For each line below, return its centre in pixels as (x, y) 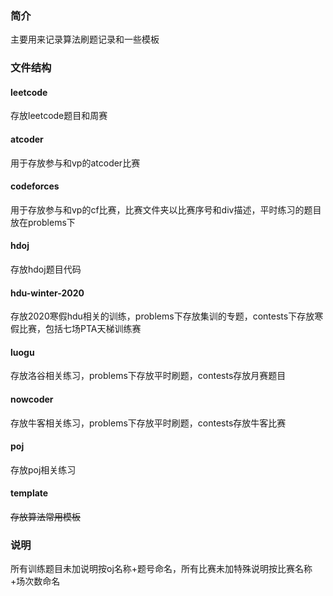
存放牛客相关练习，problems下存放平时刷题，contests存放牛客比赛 (148, 423)
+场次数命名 (35, 581)
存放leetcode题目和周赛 (59, 116)
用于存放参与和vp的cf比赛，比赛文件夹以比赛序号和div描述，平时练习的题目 (166, 209)
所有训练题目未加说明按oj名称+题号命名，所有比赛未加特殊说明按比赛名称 (161, 569)
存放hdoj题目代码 (46, 269)
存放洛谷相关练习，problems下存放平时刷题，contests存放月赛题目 (148, 376)
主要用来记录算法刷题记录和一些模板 (85, 39)
